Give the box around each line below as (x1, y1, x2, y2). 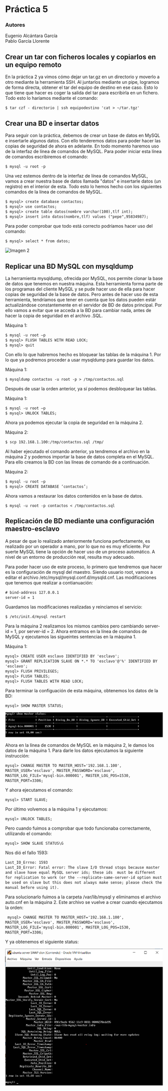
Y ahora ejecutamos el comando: (5, 787, 73, 793)
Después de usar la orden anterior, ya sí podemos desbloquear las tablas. (5, 385, 157, 392)
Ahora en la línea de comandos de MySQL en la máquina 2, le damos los (5, 742, 154, 748)
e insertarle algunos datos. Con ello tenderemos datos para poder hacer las (5, 138, 161, 144)
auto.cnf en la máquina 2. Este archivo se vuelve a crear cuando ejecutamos (5, 899, 162, 905)
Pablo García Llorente (5, 38, 50, 44)
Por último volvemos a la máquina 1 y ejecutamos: (5, 806, 108, 812)
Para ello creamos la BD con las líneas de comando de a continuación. (5, 459, 150, 465)
